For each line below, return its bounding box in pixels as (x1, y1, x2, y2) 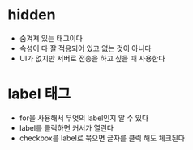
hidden (7, 6, 56, 24)
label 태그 (7, 85, 71, 103)
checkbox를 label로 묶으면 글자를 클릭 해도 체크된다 (19, 133, 186, 143)
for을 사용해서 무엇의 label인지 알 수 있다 (19, 113, 149, 123)
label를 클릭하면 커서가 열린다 (19, 123, 114, 132)
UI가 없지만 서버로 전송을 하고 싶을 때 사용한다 (19, 53, 165, 63)
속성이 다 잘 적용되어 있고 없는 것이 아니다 (19, 43, 152, 53)
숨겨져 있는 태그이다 (19, 33, 83, 43)
